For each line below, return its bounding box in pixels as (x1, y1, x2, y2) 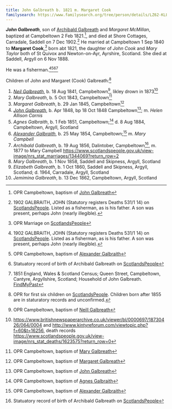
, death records (43, 328, 76, 334)
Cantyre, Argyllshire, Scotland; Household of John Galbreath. (13, 276, 142, 282)
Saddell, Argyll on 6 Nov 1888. (6, 56, 69, 62)
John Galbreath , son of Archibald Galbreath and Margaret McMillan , (6, 26, 151, 32)
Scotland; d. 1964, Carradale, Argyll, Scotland (13, 169, 109, 175)
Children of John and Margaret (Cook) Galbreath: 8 (6, 77, 112, 83)
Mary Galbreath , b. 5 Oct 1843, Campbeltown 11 (13, 94, 112, 101)
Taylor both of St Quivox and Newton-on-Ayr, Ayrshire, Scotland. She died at (6, 51, 167, 57)
